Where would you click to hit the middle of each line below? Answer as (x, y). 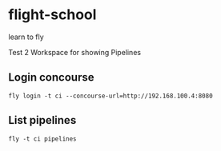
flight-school (52, 15)
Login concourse (51, 77)
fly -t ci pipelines (43, 139)
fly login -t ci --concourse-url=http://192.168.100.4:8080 (111, 96)
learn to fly (26, 37)
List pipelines (42, 120)
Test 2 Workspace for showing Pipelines (75, 52)
